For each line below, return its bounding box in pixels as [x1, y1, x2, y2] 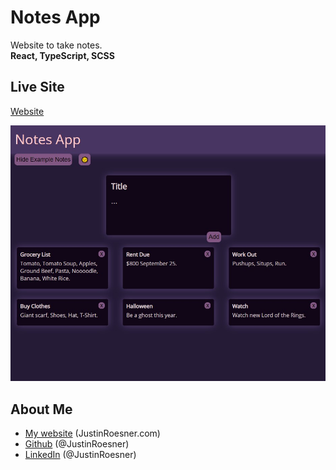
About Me [10, 401, 73, 418]
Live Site [10, 79, 65, 96]
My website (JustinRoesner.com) [24, 427, 161, 439]
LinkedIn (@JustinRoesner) [24, 448, 137, 460]
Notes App [10, 6, 101, 29]
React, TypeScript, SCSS [10, 49, 115, 61]
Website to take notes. [10, 39, 103, 51]
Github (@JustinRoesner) [24, 437, 130, 450]
